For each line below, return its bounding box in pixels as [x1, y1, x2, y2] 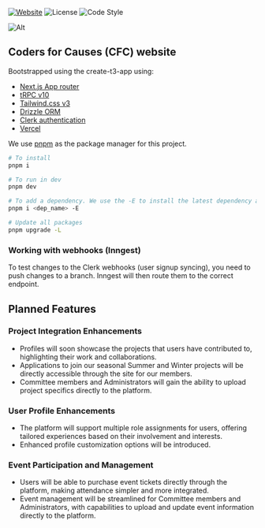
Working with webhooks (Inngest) [8, 244, 141, 255]
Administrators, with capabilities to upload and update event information [19, 503, 255, 512]
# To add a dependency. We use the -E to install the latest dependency [8, 197, 252, 205]
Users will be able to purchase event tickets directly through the [19, 478, 227, 487]
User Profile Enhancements [8, 405, 116, 416]
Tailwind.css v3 [19, 99, 71, 108]
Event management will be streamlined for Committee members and [19, 494, 241, 504]
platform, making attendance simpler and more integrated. [19, 485, 209, 496]
